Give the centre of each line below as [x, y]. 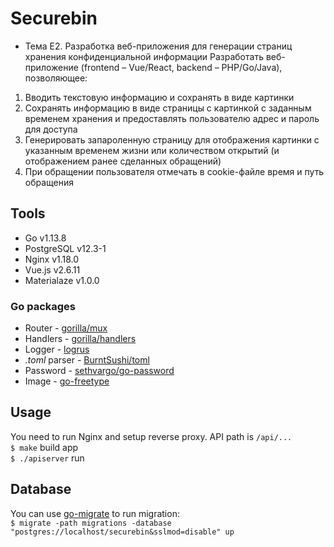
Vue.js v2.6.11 [52, 269]
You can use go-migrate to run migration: [95, 513]
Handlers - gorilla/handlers [80, 339]
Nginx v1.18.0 [52, 259]
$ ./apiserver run [47, 458]
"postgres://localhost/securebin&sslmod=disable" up [122, 532]
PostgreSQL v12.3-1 [65, 248]
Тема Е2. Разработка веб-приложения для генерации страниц [158, 46]
